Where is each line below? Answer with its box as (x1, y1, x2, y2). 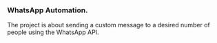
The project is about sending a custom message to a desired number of (7, 21, 210, 29)
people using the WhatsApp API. (7, 28, 99, 36)
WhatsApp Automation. (7, 5, 88, 15)
